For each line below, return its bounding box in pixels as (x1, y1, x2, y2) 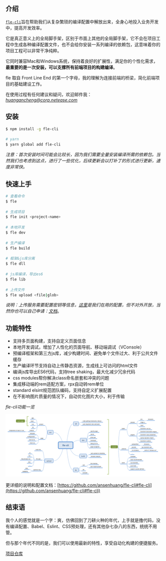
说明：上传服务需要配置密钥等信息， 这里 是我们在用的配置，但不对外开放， (5, 302, 156, 308)
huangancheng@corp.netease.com (5, 97, 78, 103)
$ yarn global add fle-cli (5, 142, 61, 147)
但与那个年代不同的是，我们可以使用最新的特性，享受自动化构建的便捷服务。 (5, 540, 161, 546)
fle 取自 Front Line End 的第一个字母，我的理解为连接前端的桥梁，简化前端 (5, 74, 156, 80)
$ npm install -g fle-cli (5, 126, 58, 132)
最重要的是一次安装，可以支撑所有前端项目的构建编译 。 (5, 64, 117, 70)
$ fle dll (5, 261, 26, 266)
